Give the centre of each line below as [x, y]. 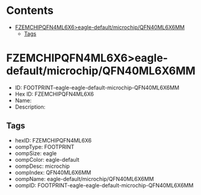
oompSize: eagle [36, 153]
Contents [30, 11]
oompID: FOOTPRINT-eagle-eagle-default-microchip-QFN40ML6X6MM [104, 185]
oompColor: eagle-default [47, 159]
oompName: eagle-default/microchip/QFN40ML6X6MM [85, 179]
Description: [30, 107]
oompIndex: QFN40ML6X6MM [53, 172]
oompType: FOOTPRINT [45, 147]
